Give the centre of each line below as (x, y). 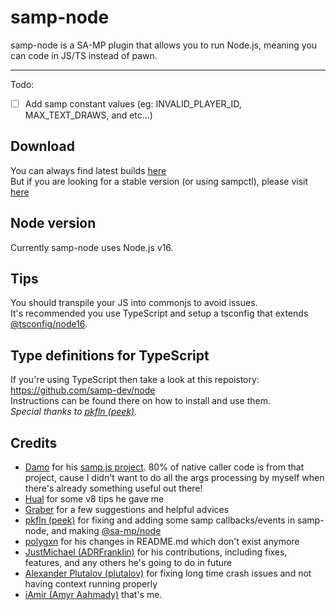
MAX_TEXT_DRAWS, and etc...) (88, 115)
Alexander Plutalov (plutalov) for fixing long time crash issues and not (168, 573)
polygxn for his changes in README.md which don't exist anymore (162, 542)
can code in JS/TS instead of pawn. (84, 55)
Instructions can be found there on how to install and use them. (140, 401)
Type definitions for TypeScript (110, 355)
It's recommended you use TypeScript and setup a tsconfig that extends (159, 313)
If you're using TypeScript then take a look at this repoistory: (135, 380)
